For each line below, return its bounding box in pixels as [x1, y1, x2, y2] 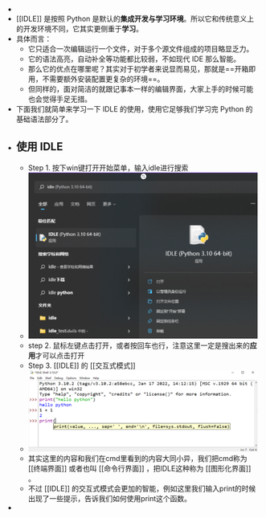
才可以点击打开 [35, 350, 85, 360]
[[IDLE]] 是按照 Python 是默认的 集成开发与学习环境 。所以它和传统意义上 [15, 14, 255, 23]
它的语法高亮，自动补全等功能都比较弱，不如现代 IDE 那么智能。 [27, 54, 241, 63]
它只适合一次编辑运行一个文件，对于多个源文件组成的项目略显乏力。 [27, 44, 254, 53]
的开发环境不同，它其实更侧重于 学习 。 [15, 24, 143, 33]
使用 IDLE [15, 140, 63, 153]
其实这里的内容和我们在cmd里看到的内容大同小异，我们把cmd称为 [27, 454, 248, 463]
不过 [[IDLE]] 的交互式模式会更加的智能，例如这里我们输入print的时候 [27, 483, 256, 494]
